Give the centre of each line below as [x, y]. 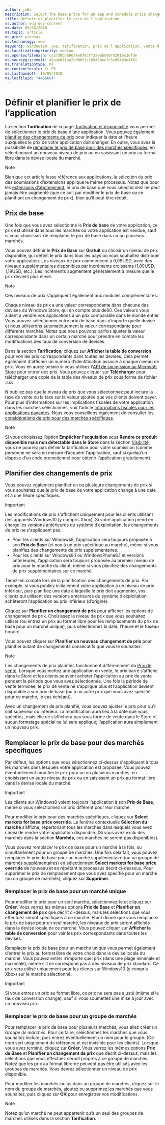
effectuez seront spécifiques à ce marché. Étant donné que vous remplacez [82, 918]
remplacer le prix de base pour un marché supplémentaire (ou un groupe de [82, 858]
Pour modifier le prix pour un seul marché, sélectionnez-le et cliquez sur [78, 902]
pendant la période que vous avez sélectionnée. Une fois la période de [77, 681]
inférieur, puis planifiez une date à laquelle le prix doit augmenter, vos [75, 591]
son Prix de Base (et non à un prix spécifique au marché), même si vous [85, 545]
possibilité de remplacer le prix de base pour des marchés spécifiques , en [80, 147]
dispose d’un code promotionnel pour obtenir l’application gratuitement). [78, 458]
